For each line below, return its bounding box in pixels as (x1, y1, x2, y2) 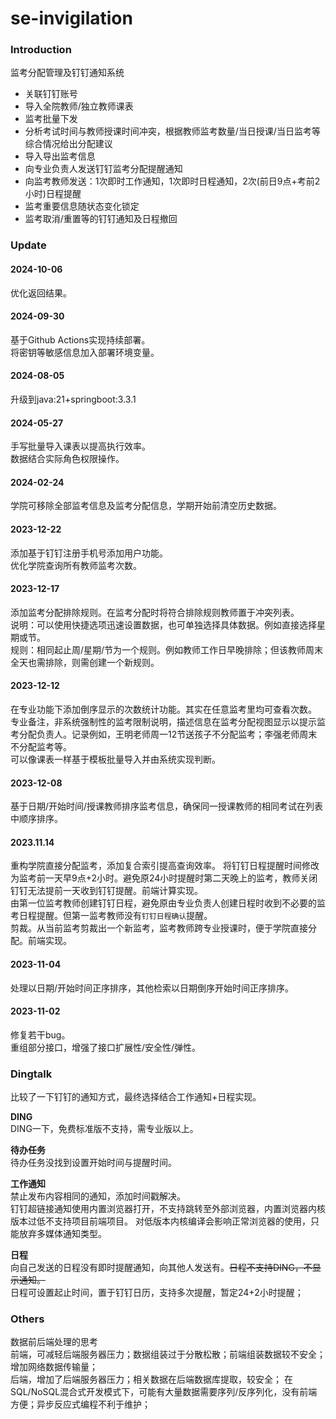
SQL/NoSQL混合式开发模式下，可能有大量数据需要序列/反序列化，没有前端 (10, 1386, 318, 1398)
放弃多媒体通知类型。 (18, 1228, 107, 1240)
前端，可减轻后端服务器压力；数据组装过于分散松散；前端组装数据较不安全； (10, 1348, 326, 1361)
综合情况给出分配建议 (24, 138, 113, 150)
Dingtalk (10, 1067, 53, 1081)
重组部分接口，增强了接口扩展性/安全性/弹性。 (10, 1041, 202, 1053)
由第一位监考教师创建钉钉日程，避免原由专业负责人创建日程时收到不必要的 (10, 897, 317, 909)
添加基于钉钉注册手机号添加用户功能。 (10, 547, 168, 559)
